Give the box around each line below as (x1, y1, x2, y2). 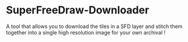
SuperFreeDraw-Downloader (6, 3, 149, 17)
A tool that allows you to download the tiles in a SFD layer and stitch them (6, 23, 183, 30)
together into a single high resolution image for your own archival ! (6, 29, 166, 36)
